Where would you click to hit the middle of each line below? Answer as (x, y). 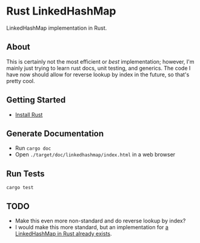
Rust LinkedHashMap (61, 11)
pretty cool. (21, 81)
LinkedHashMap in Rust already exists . (63, 234)
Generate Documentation (55, 134)
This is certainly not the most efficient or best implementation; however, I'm (101, 61)
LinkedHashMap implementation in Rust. (57, 28)
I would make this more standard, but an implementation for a (92, 227)
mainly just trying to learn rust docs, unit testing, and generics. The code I (98, 68)
